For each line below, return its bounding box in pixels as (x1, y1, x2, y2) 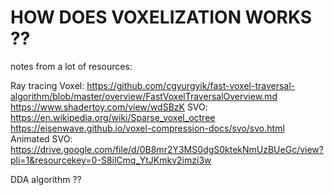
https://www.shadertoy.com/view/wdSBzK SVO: (10, 101, 208, 113)
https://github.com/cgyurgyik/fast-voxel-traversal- (86, 79, 296, 91)
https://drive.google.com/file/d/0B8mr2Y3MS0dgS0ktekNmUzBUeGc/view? (10, 143, 324, 155)
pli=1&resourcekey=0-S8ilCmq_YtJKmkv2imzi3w (10, 154, 212, 166)
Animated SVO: (10, 132, 73, 145)
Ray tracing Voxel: (10, 79, 85, 91)
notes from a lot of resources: (10, 60, 133, 72)
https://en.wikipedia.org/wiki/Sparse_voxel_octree (10, 111, 216, 123)
